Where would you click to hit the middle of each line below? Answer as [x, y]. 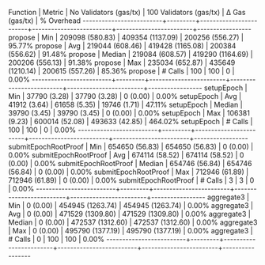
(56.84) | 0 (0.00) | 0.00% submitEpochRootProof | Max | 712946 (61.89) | [129, 172]
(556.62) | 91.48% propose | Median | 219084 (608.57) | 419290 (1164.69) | [131, 54]
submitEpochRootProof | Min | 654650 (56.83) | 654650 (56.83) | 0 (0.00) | [131, 147]
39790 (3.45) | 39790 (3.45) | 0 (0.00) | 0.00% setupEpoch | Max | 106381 [129, 113]
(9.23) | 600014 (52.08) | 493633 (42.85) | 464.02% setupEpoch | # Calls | [131, 121]
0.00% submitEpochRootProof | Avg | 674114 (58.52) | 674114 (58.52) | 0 [126, 155]
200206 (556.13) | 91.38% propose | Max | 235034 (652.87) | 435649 [122, 62]
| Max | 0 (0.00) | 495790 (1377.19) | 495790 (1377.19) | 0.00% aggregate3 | [131, 231]
